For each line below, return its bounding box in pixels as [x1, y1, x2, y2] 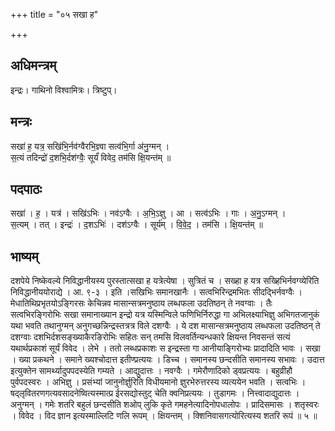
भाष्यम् [10, 248, 39, 265]
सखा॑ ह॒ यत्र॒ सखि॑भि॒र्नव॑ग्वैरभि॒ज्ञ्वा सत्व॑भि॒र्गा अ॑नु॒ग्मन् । [10, 140, 170, 152]
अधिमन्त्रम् [10, 57, 57, 74]
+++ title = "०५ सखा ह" [10, 9, 99, 20]
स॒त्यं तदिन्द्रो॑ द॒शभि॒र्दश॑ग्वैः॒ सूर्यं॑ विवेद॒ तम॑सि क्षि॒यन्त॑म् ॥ [10, 151, 172, 163]
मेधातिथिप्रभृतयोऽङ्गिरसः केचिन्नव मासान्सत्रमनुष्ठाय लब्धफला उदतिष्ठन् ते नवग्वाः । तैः [10, 297, 273, 309]
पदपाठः [10, 181, 43, 198]
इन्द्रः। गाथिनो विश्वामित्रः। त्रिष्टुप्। [10, 84, 118, 96]
